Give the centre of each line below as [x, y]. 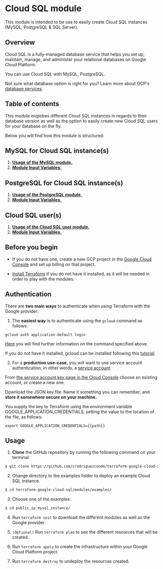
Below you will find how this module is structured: [55, 135]
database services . [24, 89]
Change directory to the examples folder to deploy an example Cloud [81, 476]
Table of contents [32, 104]
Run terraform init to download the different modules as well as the [81, 517]
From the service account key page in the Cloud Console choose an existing [81, 377]
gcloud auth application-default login [45, 335]
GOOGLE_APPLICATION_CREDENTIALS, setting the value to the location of [80, 412]
